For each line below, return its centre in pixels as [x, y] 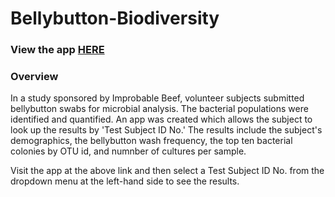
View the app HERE [57, 50]
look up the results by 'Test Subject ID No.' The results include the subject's [166, 130]
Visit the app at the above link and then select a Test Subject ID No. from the [167, 171]
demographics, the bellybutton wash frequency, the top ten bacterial [151, 141]
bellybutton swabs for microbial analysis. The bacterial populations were [159, 109]
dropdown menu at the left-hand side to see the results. [125, 181]
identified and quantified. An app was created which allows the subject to [161, 119]
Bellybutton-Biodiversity [115, 18]
